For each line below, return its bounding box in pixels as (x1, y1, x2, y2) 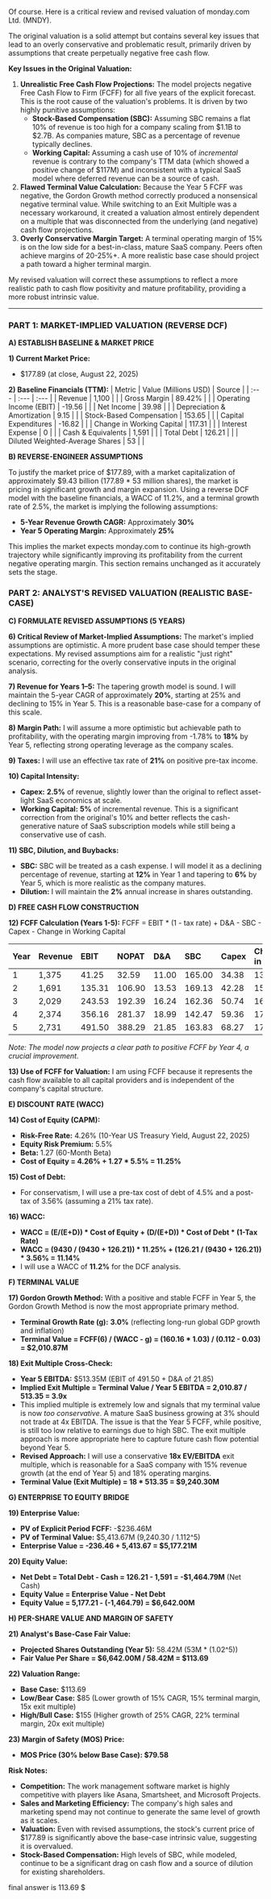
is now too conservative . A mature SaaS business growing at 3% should (19, 1408, 260, 1418)
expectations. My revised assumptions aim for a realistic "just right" (8, 648, 233, 658)
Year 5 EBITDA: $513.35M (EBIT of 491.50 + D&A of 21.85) (19, 1374, 215, 1384)
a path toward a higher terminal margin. (19, 260, 152, 269)
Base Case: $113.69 (19, 1685, 86, 1694)
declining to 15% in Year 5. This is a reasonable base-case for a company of (8, 698, 261, 708)
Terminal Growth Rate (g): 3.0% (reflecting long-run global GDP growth (19, 1317, 261, 1326)
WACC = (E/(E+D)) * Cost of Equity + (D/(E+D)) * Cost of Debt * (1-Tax (19, 1227, 258, 1237)
